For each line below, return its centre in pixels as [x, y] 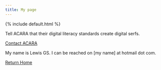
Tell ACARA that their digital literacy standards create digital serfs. [73, 33]
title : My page [21, 10]
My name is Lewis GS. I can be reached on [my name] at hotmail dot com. [81, 53]
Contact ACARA [21, 43]
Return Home [19, 62]
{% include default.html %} [33, 24]
